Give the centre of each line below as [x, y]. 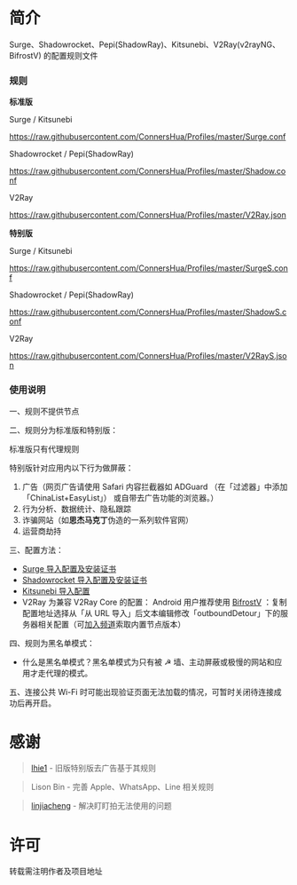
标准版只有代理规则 [44, 448]
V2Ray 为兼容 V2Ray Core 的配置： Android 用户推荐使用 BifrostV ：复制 [155, 602]
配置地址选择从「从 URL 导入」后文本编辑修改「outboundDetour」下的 [151, 612]
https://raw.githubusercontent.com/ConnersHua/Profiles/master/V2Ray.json [148, 215]
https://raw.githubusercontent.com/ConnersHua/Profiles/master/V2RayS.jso [148, 356]
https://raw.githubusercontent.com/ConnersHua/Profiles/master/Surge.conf [148, 137]
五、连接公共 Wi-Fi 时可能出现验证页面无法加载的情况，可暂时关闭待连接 [142, 691]
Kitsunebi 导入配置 [56, 590]
